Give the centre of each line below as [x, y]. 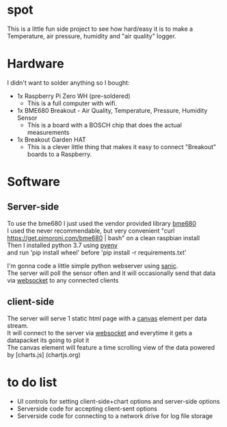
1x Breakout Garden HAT [52, 140]
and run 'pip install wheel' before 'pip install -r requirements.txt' [97, 253]
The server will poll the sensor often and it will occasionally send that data [111, 273]
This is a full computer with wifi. [72, 103]
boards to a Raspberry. [59, 154]
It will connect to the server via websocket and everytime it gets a [100, 333]
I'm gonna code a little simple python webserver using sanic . [93, 266]
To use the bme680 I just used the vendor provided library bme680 [102, 223]
